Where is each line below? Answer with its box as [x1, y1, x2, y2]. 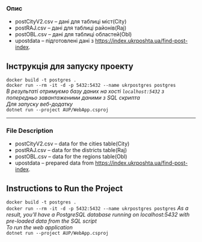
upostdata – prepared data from [14, 159, 94, 167]
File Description [6, 127, 54, 135]
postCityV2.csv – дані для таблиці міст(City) [14, 18, 127, 25]
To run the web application [6, 224, 73, 231]
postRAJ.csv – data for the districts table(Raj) [14, 147, 127, 154]
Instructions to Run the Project [6, 183, 123, 194]
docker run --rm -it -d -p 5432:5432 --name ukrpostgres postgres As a [6, 205, 189, 212]
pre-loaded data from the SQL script [6, 217, 97, 224]
